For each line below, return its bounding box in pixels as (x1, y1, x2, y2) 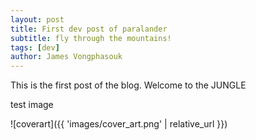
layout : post (10, 14, 65, 25)
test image (10, 99, 54, 111)
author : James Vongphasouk (10, 52, 123, 62)
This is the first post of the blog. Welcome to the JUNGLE (10, 79, 247, 91)
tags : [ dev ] (10, 42, 60, 53)
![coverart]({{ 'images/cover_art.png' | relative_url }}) (10, 118, 228, 130)
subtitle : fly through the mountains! (10, 33, 172, 43)
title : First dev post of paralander (10, 24, 168, 34)
